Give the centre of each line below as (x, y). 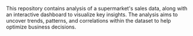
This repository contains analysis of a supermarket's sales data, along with (97, 8)
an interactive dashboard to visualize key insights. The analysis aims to (92, 15)
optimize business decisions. (41, 27)
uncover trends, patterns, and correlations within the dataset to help (89, 21)
